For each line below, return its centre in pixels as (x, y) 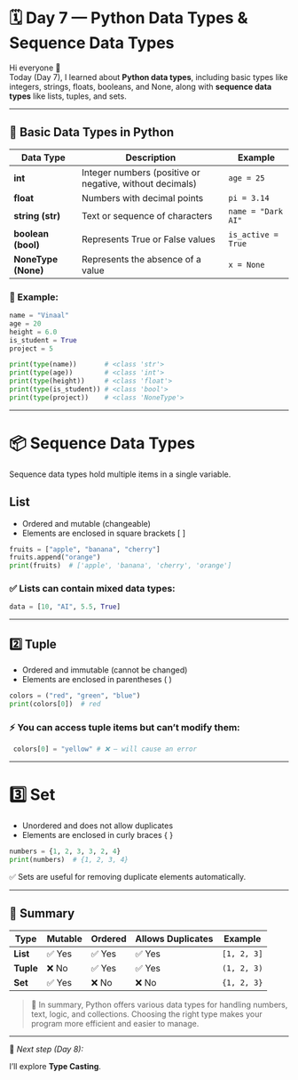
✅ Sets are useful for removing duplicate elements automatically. (128, 876)
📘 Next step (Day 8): (47, 1049)
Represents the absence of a (141, 259)
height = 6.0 (33, 332)
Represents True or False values (148, 239)
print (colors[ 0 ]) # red (55, 705)
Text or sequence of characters (147, 215)
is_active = (254, 234)
